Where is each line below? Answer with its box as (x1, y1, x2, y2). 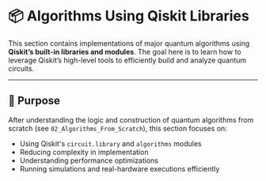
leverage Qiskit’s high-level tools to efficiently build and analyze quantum (8, 55, 247, 65)
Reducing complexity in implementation (19, 147, 149, 156)
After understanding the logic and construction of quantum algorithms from (8, 115, 254, 124)
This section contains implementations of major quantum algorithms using (8, 38, 250, 48)
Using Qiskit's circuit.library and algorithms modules (19, 138, 202, 148)
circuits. (8, 63, 34, 73)
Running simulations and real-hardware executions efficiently (19, 164, 220, 173)
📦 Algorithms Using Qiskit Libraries (8, 7, 249, 25)
